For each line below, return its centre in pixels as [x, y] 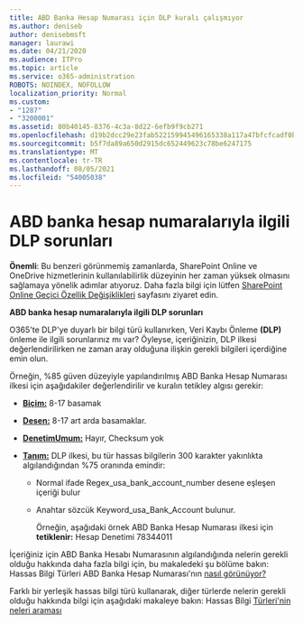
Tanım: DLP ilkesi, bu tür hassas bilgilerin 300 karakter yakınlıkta [142, 456]
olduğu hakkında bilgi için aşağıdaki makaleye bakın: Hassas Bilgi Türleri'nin [150, 601]
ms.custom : [30, 102]
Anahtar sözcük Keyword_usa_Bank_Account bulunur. [136, 510]
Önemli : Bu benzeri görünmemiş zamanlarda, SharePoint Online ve [133, 266]
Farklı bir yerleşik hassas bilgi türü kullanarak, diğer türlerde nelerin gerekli [148, 591]
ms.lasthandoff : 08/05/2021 [62, 169]
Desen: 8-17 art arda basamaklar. [84, 421]
